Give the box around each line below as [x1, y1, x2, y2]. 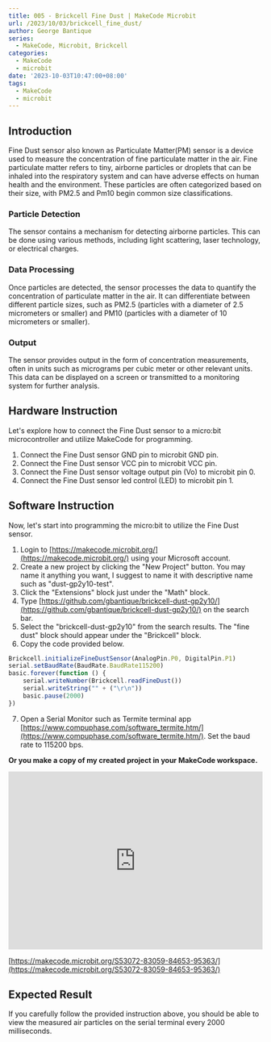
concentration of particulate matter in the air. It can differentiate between [8, 291, 251, 301]
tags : [8, 79, 27, 87]
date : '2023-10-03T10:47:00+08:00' [8, 72, 128, 80]
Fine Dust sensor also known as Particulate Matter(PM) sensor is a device [8, 146, 254, 156]
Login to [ [19, 544, 52, 554]
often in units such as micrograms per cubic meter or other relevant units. [8, 364, 253, 373]
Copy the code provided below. [19, 639, 125, 648]
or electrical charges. [8, 244, 79, 254]
